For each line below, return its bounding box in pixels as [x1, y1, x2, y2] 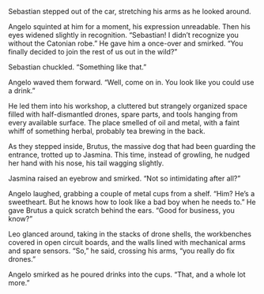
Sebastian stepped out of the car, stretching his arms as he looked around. [8, 7, 251, 16]
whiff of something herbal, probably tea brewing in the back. [8, 126, 206, 136]
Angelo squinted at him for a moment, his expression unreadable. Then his [8, 22, 251, 31]
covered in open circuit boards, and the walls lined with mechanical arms [8, 238, 247, 247]
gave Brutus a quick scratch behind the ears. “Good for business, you [8, 206, 235, 215]
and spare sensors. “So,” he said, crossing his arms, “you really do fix [8, 246, 236, 255]
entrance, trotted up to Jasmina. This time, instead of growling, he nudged [8, 150, 251, 159]
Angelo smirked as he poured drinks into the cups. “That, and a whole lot [8, 270, 247, 279]
